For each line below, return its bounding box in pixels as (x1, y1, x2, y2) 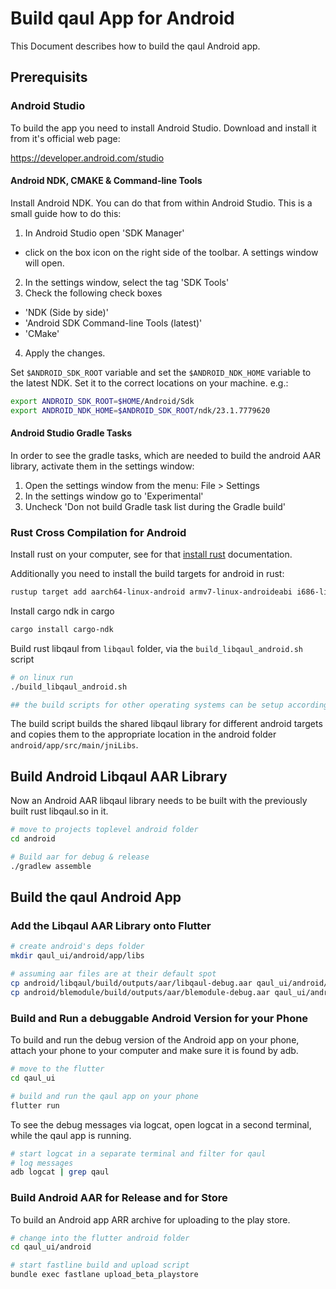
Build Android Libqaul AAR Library (10, 768, 228, 785)
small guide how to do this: (10, 207, 122, 219)
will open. (24, 257, 65, 269)
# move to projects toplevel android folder (10, 825, 199, 835)
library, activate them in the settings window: (10, 460, 195, 472)
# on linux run (10, 672, 74, 682)
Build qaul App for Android (10, 7, 235, 30)
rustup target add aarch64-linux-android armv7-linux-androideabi (10, 587, 293, 597)
